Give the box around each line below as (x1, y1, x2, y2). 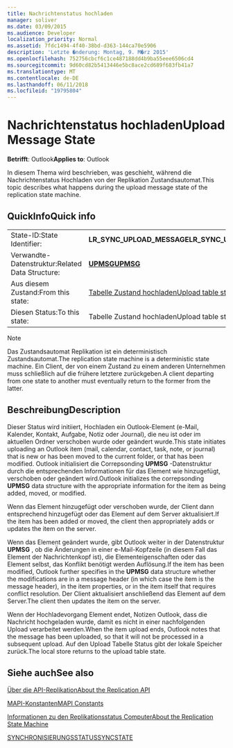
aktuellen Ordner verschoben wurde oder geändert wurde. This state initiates (7, 437, 226, 446)
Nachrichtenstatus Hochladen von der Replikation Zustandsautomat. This (7, 176, 215, 184)
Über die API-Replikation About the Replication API (7, 686, 150, 694)
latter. (7, 384, 24, 392)
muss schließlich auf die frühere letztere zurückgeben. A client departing (7, 369, 214, 378)
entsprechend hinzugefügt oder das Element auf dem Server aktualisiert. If (7, 510, 220, 518)
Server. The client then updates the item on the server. (7, 597, 161, 605)
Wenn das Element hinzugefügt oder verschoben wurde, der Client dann (7, 502, 214, 510)
